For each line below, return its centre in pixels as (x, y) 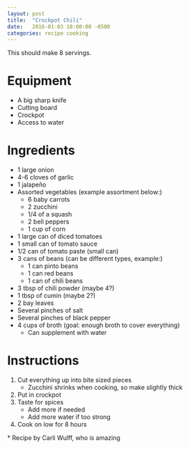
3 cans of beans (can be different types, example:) (90, 259)
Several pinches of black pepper (64, 318)
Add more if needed (56, 410)
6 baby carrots (49, 200)
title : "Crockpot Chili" (45, 20)
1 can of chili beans (55, 281)
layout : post (26, 14)
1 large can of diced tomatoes (60, 237)
